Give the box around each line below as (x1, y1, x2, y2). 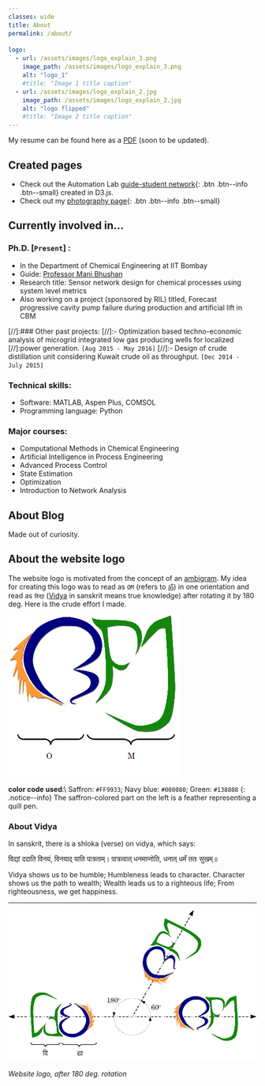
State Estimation (19, 469, 73, 478)
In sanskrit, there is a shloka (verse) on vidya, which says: (8, 839, 196, 849)
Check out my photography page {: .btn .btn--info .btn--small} (19, 196, 221, 206)
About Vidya (8, 820, 58, 831)
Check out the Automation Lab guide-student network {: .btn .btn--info (19, 179, 248, 189)
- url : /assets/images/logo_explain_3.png (15, 55, 157, 62)
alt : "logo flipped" (22, 104, 90, 112)
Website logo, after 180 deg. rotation (8, 1069, 128, 1079)
